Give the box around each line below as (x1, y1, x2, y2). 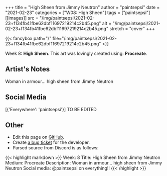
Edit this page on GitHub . (12, 134, 64, 140)
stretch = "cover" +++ (109, 26, 155, 32)
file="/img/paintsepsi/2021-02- (52, 35, 117, 41)
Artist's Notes (5, 65, 50, 73)
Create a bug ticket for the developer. (12, 139, 90, 145)
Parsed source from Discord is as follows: (12, 145, 99, 151)
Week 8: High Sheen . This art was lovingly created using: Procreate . (5, 50, 147, 56)
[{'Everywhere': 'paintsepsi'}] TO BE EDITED (5, 106, 97, 112)
